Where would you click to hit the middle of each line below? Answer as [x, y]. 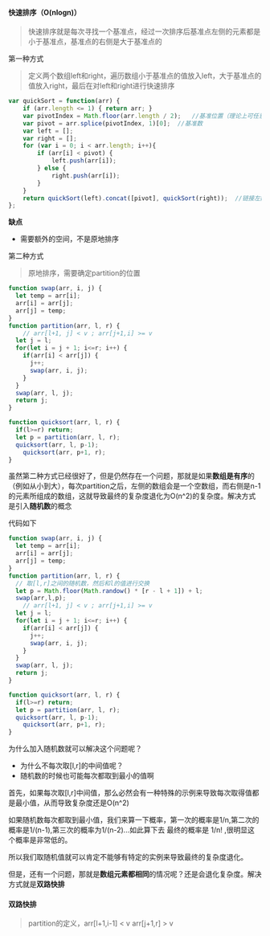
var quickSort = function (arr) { [64, 101]
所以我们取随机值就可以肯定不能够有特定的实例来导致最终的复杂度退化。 [128, 857]
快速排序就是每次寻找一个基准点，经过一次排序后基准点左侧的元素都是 [144, 31]
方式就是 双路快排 [37, 885]
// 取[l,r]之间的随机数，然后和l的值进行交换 [83, 583]
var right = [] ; [50, 138]
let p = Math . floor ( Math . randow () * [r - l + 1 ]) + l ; [109, 591]
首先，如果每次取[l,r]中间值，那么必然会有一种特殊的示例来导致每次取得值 [130, 793]
